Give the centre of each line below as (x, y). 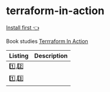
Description (51, 55)
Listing (19, 55)
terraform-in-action (55, 11)
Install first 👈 (23, 27)
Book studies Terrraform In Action (47, 41)
